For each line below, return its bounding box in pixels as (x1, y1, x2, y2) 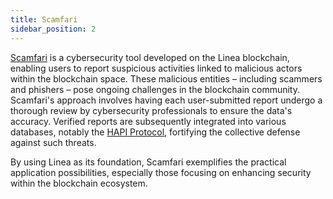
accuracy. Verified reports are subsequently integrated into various (10, 115, 287, 127)
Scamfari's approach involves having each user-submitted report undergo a (10, 94, 323, 106)
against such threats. (10, 136, 97, 148)
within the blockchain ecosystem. (10, 177, 148, 189)
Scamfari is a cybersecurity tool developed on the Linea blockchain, (10, 51, 290, 63)
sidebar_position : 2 (10, 24, 97, 34)
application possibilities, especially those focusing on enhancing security (10, 166, 312, 178)
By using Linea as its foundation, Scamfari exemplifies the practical (10, 156, 287, 168)
